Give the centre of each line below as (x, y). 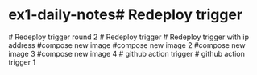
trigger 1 (22, 62)
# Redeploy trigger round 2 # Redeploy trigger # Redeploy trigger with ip (129, 37)
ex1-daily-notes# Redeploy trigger (126, 15)
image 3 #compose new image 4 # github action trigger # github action (127, 53)
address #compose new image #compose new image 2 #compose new (127, 45)
